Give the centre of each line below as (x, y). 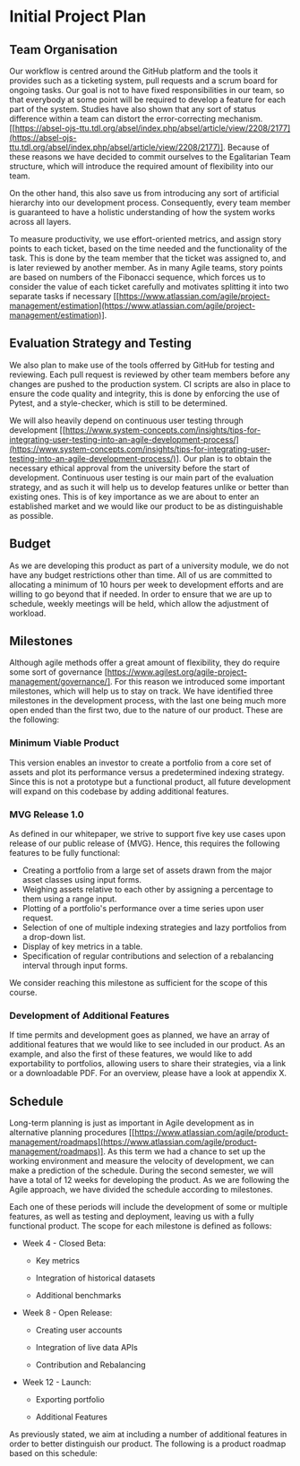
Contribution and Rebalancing (90, 1365)
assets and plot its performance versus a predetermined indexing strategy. (147, 772)
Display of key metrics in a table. (82, 946)
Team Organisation (64, 50)
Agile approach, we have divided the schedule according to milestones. (141, 1190)
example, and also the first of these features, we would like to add (131, 1054)
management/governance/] (60, 682)
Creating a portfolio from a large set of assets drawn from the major (147, 870)
